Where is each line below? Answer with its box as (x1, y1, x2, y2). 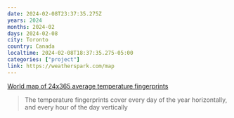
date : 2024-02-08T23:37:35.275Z (7, 10, 102, 18)
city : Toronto (7, 37, 49, 44)
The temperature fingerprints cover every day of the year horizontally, (24, 96, 228, 104)
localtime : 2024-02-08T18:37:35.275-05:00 (7, 50, 134, 57)
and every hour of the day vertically (24, 103, 128, 111)
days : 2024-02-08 (7, 29, 58, 37)
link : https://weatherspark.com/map (7, 63, 115, 70)
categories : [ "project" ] (7, 56, 80, 63)
